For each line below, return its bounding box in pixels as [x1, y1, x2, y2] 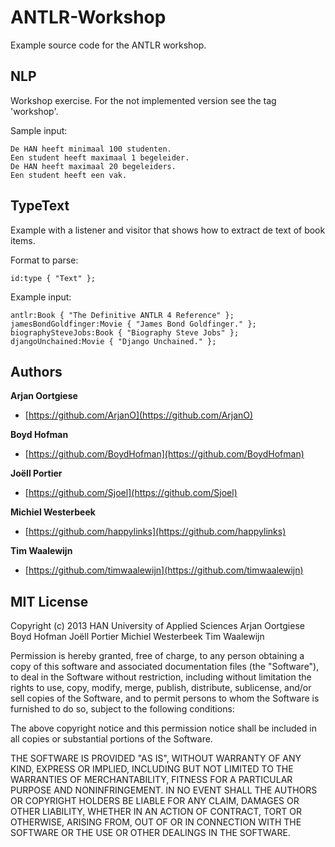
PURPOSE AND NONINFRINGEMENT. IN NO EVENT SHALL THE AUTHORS [10, 784, 318, 796]
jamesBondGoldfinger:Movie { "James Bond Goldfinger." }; [10, 319, 257, 329]
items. [10, 234, 36, 246]
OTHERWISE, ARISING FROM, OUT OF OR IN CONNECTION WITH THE [10, 816, 302, 828]
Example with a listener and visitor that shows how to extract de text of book [10, 224, 326, 236]
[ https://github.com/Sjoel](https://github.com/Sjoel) [24, 487, 238, 499]
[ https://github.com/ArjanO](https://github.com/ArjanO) [24, 409, 254, 421]
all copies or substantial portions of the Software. [10, 733, 213, 745]
